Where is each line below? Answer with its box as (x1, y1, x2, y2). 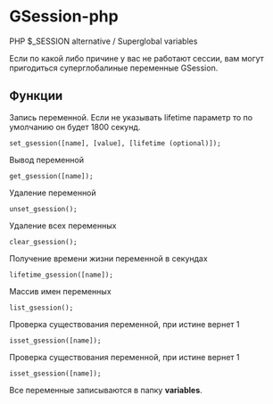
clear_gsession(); (9, 237, 78, 246)
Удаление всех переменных (9, 220, 117, 231)
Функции (9, 88, 63, 103)
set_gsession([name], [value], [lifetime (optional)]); (9, 138, 221, 148)
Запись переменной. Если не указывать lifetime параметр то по (9, 111, 252, 122)
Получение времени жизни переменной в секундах (9, 252, 208, 264)
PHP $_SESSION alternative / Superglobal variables (9, 36, 198, 46)
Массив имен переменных (9, 285, 112, 296)
